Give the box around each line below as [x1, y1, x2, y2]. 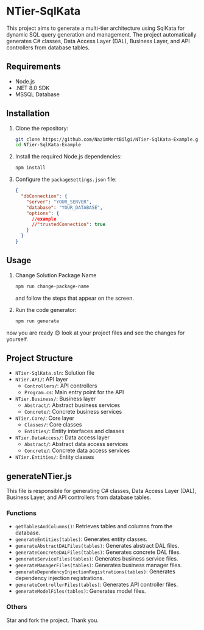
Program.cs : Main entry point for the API [24, 389, 124, 396]
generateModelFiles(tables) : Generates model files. [15, 587, 146, 595]
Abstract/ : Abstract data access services [24, 441, 128, 448]
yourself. [6, 335, 29, 342]
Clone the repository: [15, 124, 69, 132]
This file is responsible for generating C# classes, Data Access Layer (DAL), [6, 487, 197, 495]
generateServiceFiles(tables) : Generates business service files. [15, 555, 178, 562]
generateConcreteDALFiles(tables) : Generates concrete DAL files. [15, 548, 181, 556]
